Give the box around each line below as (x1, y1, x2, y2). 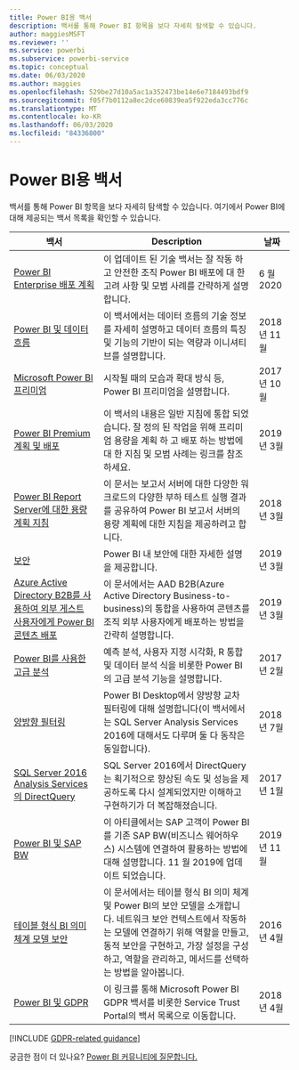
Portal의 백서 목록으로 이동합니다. (103, 1009, 237, 1022)
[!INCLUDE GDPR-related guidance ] (9, 1033, 141, 1043)
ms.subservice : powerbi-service (9, 54, 129, 63)
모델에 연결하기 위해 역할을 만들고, (114, 926, 249, 938)
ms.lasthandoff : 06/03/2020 (9, 121, 114, 130)
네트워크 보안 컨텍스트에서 (116, 912, 220, 925)
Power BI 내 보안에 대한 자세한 (103, 547, 224, 560)
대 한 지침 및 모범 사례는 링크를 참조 (103, 447, 244, 459)
